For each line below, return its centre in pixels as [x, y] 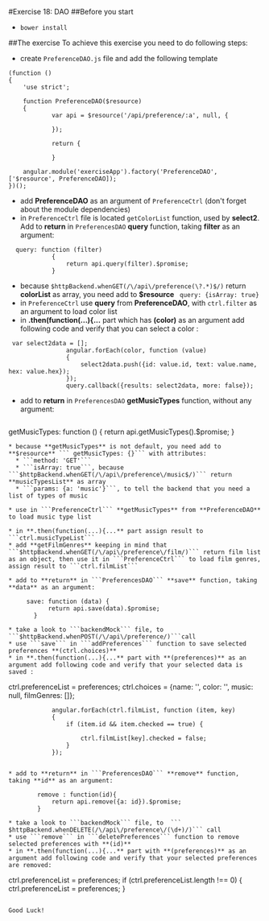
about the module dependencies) [75, 209]
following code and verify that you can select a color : [109, 328]
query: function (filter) [59, 250]
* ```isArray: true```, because [70, 468]
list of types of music [48, 496]
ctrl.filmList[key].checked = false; [143, 738]
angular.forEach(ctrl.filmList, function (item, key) [143, 710]
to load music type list [50, 517]
